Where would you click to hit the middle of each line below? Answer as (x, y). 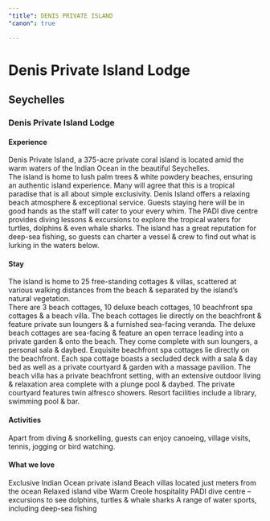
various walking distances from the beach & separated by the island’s (123, 290)
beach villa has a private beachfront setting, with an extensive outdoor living (135, 376)
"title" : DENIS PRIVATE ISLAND (61, 16)
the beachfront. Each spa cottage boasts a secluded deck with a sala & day (133, 358)
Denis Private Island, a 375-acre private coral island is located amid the (126, 160)
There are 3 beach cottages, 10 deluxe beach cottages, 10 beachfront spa (131, 308)
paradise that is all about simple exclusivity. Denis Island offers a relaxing (129, 194)
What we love (31, 465)
